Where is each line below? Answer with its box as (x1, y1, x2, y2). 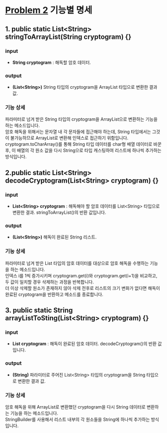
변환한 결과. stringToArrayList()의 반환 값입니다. (12, 210, 106, 216)
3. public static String (5, 306, 73, 315)
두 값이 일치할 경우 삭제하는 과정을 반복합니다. (5, 279, 94, 285)
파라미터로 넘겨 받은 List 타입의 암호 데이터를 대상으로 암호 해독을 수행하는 (5, 260, 149, 266)
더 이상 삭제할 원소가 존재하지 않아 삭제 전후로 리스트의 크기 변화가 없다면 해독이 (5, 285, 161, 291)
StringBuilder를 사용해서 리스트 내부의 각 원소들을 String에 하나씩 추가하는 (5, 417, 150, 423)
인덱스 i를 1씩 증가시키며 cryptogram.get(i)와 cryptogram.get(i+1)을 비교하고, (5, 272, 158, 278)
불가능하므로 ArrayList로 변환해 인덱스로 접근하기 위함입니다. (10, 135, 129, 141)
